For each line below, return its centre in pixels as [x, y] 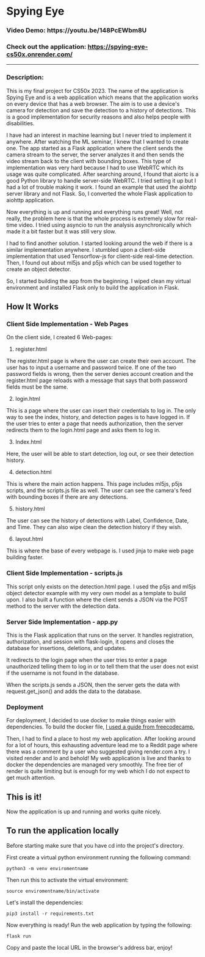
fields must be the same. [37, 387]
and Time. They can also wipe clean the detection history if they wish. [94, 527]
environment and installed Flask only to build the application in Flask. [93, 287]
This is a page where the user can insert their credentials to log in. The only [101, 411]
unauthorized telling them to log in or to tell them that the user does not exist [103, 666]
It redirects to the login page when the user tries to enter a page [87, 660]
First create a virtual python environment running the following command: [99, 857]
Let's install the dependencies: [45, 902]
